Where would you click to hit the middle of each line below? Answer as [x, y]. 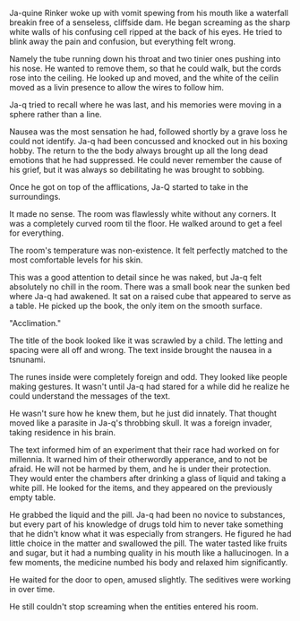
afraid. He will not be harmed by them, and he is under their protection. [140, 469]
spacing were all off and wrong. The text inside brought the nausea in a [141, 350]
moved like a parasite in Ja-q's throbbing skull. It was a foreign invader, [141, 423]
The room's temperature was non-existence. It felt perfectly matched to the [149, 250]
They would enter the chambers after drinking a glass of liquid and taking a [148, 478]
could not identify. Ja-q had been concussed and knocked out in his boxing [149, 141]
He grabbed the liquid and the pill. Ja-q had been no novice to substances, [147, 515]
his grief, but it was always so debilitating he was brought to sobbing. [137, 170]
